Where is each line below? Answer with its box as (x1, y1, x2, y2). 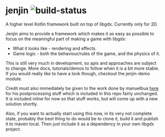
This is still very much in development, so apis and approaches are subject (5, 60, 157, 66)
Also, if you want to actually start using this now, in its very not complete (5, 110, 152, 116)
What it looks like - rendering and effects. (12, 45, 97, 51)
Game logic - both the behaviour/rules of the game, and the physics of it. (12, 51, 161, 56)
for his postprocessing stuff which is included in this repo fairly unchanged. (5, 90, 159, 96)
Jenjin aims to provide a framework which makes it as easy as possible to (5, 30, 154, 36)
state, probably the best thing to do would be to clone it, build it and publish (5, 115, 159, 121)
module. (5, 76, 23, 82)
